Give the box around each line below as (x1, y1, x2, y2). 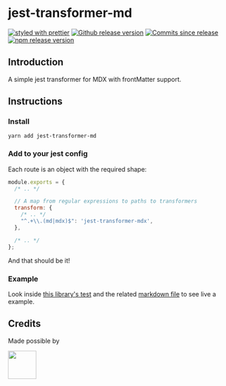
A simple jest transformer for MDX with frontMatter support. (8, 75, 182, 83)
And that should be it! (8, 256, 70, 265)
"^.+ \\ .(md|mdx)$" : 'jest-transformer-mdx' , (20, 217, 153, 225)
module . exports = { (8, 179, 65, 186)
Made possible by (8, 337, 60, 345)
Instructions (8, 95, 63, 107)
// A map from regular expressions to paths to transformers (14, 198, 198, 205)
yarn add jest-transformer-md (8, 133, 97, 140)
